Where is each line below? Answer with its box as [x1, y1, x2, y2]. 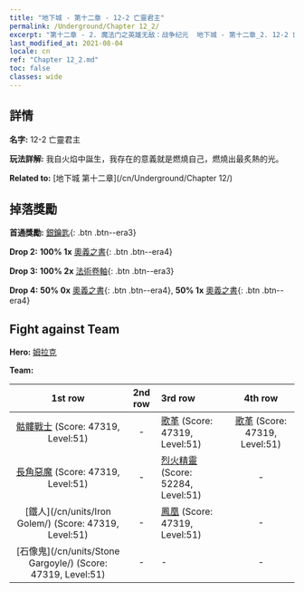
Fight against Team [9, 321, 120, 336]
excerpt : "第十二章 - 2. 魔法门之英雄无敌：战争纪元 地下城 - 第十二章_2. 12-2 [9, 30, 290, 39]
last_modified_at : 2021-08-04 [9, 38, 124, 48]
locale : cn [9, 47, 51, 56]
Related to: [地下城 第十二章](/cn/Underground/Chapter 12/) [9, 172, 233, 183]
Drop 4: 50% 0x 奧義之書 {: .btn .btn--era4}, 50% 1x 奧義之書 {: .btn [9, 285, 261, 296]
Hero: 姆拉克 [9, 346, 57, 358]
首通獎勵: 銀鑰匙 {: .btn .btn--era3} [9, 228, 138, 238]
